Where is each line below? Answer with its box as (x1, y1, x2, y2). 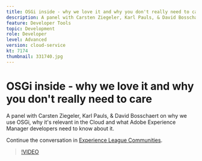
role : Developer (6, 31, 47, 37)
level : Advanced (6, 37, 47, 43)
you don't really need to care (6, 92, 152, 106)
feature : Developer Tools (6, 20, 71, 26)
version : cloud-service (6, 43, 66, 49)
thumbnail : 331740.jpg (6, 53, 63, 59)
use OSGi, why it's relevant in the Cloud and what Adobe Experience (6, 118, 176, 126)
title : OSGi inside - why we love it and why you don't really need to (6, 8, 189, 15)
